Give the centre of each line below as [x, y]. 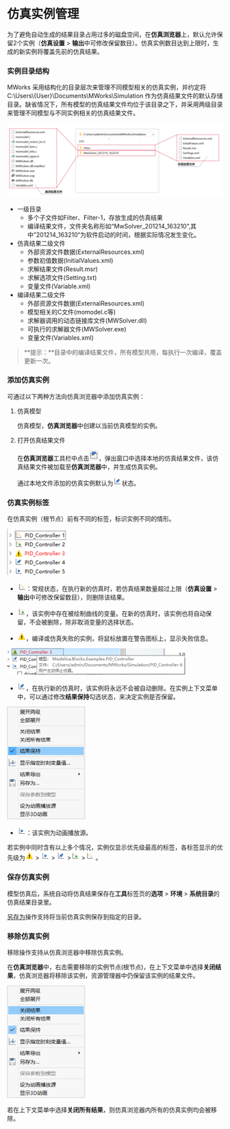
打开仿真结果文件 [41, 440]
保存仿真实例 [28, 877]
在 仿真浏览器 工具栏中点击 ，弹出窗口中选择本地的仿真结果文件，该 [115, 458]
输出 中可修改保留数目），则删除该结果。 [73, 597]
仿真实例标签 [28, 502]
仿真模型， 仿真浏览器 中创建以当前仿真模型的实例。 [89, 426]
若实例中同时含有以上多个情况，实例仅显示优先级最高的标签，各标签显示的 [112, 848]
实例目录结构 [28, 71]
